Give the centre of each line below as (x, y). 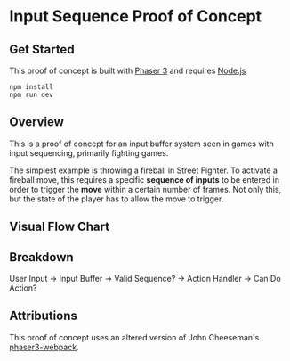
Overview (37, 122)
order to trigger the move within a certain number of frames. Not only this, (145, 189)
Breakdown (41, 257)
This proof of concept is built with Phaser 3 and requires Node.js (128, 70)
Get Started (42, 49)
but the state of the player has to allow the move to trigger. (117, 199)
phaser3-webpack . (44, 347)
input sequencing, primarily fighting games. (89, 152)
